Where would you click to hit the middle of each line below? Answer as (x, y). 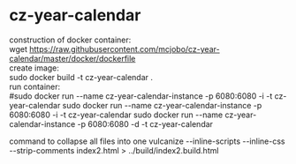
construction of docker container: (70, 40)
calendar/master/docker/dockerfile (72, 58)
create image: (34, 68)
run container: (35, 86)
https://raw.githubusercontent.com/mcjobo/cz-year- (125, 48)
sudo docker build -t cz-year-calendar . (81, 77)
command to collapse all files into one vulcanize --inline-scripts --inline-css (147, 141)
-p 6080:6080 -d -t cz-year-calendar (145, 123)
